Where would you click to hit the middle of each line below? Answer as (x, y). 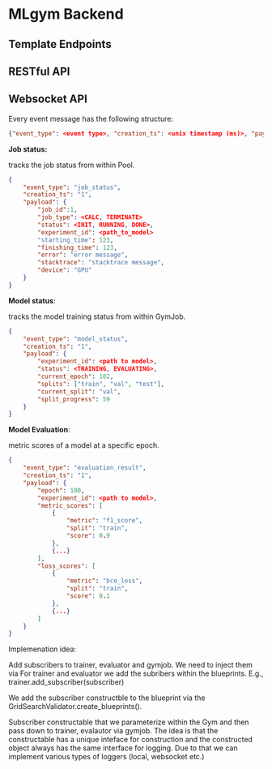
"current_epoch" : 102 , (76, 377)
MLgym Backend (66, 14)
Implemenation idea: (42, 649)
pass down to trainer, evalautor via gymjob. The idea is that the (113, 731)
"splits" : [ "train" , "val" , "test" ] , (101, 384)
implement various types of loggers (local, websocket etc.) (106, 757)
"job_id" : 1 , (58, 210)
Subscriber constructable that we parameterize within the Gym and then (129, 722)
